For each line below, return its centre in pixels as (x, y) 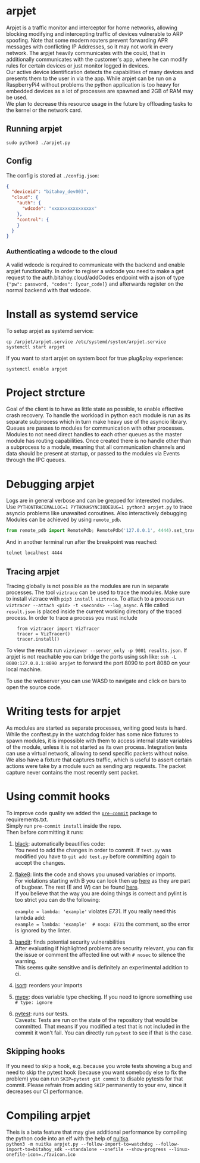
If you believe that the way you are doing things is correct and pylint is (101, 893)
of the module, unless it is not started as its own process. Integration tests (97, 747)
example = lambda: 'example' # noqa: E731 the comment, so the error (102, 924)
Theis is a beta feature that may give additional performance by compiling (97, 1132)
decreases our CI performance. (45, 1091)
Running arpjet (34, 129)
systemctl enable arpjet (37, 369)
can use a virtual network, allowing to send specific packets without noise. (98, 753)
